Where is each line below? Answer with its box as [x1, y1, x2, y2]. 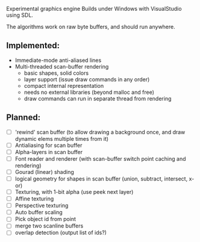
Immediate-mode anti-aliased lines [14, 57, 102, 64]
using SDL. [6, 11, 33, 19]
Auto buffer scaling [14, 209, 63, 216]
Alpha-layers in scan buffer [14, 148, 83, 155]
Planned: [6, 113, 41, 123]
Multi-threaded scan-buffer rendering [14, 63, 109, 70]
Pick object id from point [14, 216, 77, 223]
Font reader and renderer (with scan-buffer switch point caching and [14, 155, 186, 162]
